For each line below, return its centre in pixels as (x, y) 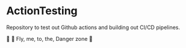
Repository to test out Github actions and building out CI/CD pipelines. (93, 27)
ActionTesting (42, 11)
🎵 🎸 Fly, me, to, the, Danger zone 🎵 (50, 39)
